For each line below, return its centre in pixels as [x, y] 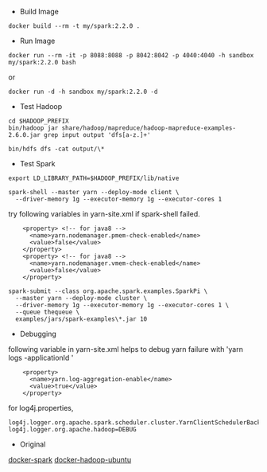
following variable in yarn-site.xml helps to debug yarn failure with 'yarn [126, 349]
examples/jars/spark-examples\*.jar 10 [81, 319]
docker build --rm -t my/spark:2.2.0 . [74, 26]
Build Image [39, 12]
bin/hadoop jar [33, 128]
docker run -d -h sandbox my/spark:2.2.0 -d [83, 92]
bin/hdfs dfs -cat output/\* [56, 149]
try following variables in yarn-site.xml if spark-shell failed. [104, 214]
